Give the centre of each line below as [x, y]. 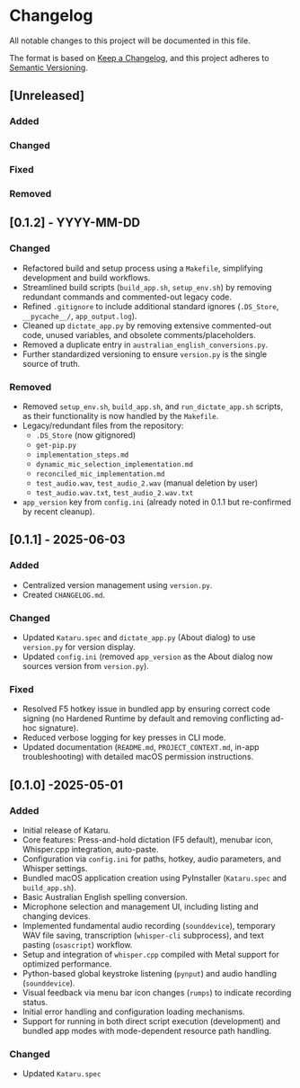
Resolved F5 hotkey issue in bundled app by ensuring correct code [146, 709]
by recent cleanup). [58, 512]
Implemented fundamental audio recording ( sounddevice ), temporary [149, 925]
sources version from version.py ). [86, 665]
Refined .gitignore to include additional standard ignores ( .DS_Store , [150, 306]
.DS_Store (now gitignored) [86, 435]
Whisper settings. [55, 868]
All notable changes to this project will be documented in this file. [130, 40]
